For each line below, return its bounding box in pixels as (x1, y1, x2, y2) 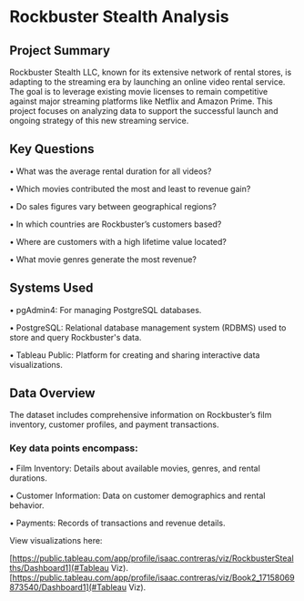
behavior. (9, 499, 45, 511)
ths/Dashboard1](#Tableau (9, 562, 109, 573)
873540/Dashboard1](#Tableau (9, 581, 127, 593)
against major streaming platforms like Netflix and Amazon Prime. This (9, 96, 273, 107)
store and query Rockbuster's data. (9, 331, 142, 342)
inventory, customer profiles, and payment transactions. (9, 419, 220, 430)
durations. (9, 472, 48, 484)
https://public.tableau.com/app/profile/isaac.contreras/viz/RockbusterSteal (12, 553, 294, 564)
